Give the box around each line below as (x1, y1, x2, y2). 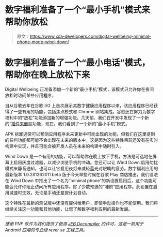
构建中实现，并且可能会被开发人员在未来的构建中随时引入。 (5, 143, 124, 149)
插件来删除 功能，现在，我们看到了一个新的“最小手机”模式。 (11, 120, 130, 126)
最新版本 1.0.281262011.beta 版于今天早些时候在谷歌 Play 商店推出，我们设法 (5, 171, 158, 177)
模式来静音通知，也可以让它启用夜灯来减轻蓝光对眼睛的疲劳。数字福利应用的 (5, 165, 158, 171)
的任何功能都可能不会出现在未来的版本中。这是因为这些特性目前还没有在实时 (5, 137, 158, 143)
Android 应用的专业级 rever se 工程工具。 (5, 227, 87, 233)
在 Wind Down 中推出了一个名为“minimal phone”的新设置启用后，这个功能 (5, 178, 153, 183)
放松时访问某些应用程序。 (5, 92, 56, 98)
